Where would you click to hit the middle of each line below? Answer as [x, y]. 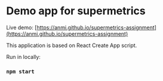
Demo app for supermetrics [76, 11]
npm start [20, 71]
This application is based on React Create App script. [72, 45]
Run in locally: [23, 57]
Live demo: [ [21, 27]
